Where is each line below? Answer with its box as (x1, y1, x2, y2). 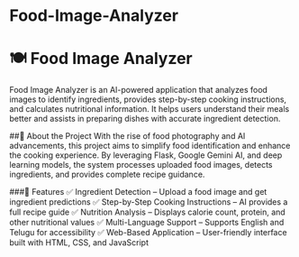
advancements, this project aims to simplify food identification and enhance (9, 141, 291, 151)
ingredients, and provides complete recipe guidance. (9, 169, 205, 180)
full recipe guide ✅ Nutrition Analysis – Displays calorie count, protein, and (9, 207, 285, 217)
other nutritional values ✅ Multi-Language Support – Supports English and (9, 217, 285, 228)
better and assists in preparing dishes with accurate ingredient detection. (9, 114, 281, 124)
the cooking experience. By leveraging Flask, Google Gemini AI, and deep (9, 150, 283, 161)
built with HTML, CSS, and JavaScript (9, 237, 149, 248)
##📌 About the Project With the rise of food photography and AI (9, 131, 246, 142)
